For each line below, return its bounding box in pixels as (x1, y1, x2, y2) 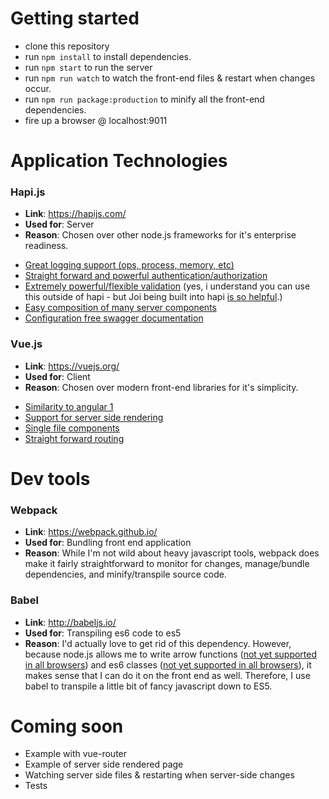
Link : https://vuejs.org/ (24, 360, 120, 372)
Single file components (24, 422, 120, 434)
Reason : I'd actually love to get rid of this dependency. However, (24, 637, 292, 649)
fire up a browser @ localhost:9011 (24, 114, 168, 126)
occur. (24, 82, 52, 94)
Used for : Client (24, 370, 91, 382)
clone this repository (24, 40, 110, 52)
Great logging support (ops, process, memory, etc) (24, 259, 235, 271)
